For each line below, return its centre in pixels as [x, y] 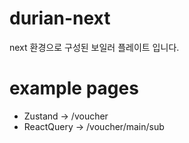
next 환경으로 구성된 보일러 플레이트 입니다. [94, 47]
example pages [74, 88]
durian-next [60, 18]
